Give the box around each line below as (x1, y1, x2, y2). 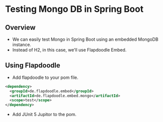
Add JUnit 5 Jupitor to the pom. (12, 112, 77, 118)
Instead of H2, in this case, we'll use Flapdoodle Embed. (12, 47, 127, 53)
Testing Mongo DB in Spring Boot (5, 3, 144, 15)
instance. (12, 42, 31, 48)
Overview (5, 23, 36, 32)
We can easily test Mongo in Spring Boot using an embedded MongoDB (12, 36, 159, 42)
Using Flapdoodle (5, 61, 61, 70)
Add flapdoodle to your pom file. (12, 74, 79, 80)
